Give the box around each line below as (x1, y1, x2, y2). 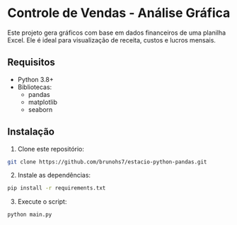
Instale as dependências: (17, 171, 91, 180)
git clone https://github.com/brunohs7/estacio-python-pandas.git (7, 158, 207, 166)
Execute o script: (17, 197, 67, 206)
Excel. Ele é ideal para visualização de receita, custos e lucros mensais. (7, 35, 216, 44)
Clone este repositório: (17, 144, 85, 153)
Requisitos (7, 57, 55, 69)
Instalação (7, 126, 55, 138)
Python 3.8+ (17, 75, 54, 83)
